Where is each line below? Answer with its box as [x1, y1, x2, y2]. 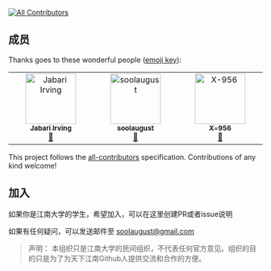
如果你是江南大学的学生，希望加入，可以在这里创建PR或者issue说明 [8, 209, 233, 219]
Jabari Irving [29, 123, 73, 132]
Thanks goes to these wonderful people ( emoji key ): [8, 55, 182, 65]
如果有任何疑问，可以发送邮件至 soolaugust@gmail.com [8, 226, 195, 236]
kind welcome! [8, 161, 57, 170]
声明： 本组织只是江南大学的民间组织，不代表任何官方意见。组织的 [27, 243, 250, 253]
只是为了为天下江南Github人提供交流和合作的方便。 [35, 253, 206, 263]
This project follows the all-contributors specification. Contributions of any [8, 152, 256, 161]
